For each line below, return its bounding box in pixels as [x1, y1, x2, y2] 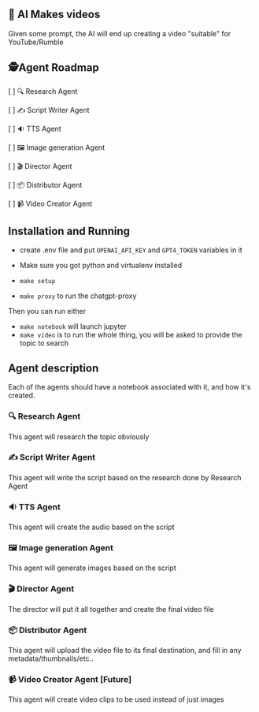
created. [8, 391, 35, 401]
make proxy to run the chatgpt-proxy [19, 291, 137, 300]
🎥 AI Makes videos [8, 8, 101, 21]
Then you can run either [8, 307, 87, 316]
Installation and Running [8, 225, 131, 238]
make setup [19, 278, 56, 285]
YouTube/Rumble [8, 37, 65, 47]
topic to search [19, 338, 69, 348]
